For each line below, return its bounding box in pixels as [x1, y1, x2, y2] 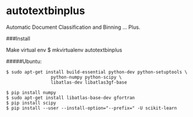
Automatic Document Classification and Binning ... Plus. [6, 24, 141, 31]
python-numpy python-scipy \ [50, 74, 122, 80]
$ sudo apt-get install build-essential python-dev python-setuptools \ [6, 69, 188, 75]
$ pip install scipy [6, 100, 57, 106]
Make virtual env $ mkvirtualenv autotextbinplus [6, 46, 123, 54]
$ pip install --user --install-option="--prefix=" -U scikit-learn [6, 105, 177, 111]
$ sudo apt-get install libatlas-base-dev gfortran [6, 95, 135, 101]
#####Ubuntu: [6, 58, 42, 65]
